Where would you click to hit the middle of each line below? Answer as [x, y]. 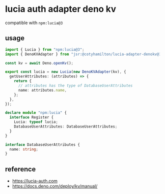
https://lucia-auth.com [35, 181]
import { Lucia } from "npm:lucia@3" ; [45, 49]
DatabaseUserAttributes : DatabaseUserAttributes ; [66, 127]
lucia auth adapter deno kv [61, 9]
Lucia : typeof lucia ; [36, 122]
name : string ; [24, 149]
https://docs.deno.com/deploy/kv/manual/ [55, 186]
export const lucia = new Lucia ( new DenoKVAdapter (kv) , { [66, 72]
